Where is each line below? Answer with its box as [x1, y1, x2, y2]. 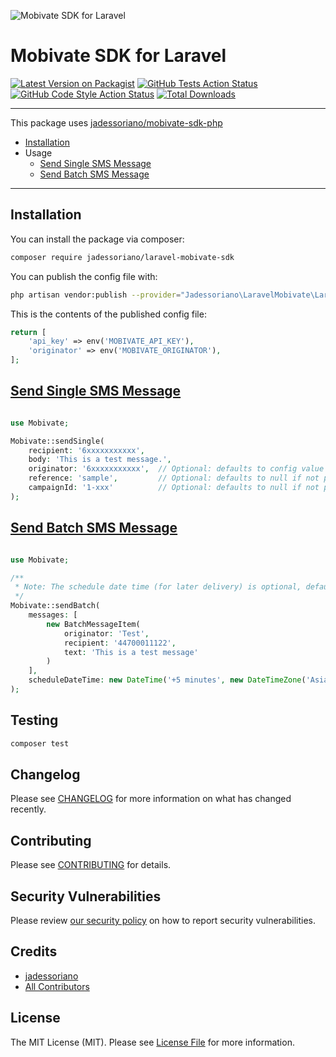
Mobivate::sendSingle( [10, 436, 105, 446]
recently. [10, 803, 47, 815]
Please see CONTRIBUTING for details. [10, 859, 172, 871]
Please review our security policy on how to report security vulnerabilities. [10, 915, 316, 926]
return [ [10, 327, 47, 337]
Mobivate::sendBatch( [10, 601, 101, 611]
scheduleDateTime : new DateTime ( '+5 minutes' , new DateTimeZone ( [28, 675, 307, 685]
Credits [10, 943, 58, 960]
